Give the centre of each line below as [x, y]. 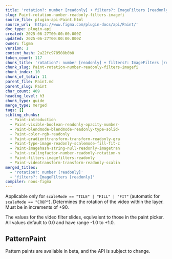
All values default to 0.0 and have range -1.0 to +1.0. [60, 223]
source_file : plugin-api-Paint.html [44, 19]
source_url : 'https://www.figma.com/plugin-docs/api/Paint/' [72, 24]
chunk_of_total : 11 [26, 77]
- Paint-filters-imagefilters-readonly [52, 158]
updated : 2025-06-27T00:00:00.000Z [43, 39]
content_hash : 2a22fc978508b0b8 [40, 53]
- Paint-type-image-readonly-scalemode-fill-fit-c [65, 144]
